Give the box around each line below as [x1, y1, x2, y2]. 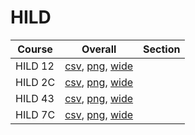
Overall [81, 42, 117, 56]
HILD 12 [15, 59, 55, 73]
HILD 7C [15, 107, 56, 121]
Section [143, 42, 181, 56]
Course [17, 42, 53, 56]
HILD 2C [15, 75, 56, 89]
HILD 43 [15, 91, 55, 105]
